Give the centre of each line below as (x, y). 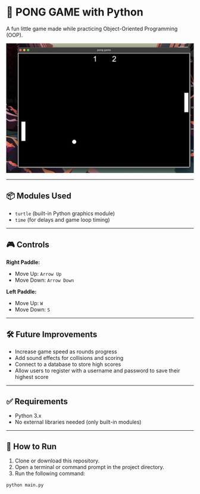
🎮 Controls (28, 245)
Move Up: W (29, 303)
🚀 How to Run (32, 446)
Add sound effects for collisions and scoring (69, 358)
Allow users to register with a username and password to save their (97, 371)
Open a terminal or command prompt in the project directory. (90, 467)
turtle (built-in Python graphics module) (65, 213)
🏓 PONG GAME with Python (75, 12)
